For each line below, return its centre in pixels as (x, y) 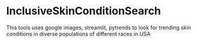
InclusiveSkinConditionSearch (83, 11)
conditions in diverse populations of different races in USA (79, 33)
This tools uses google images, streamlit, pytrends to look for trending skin (98, 27)
